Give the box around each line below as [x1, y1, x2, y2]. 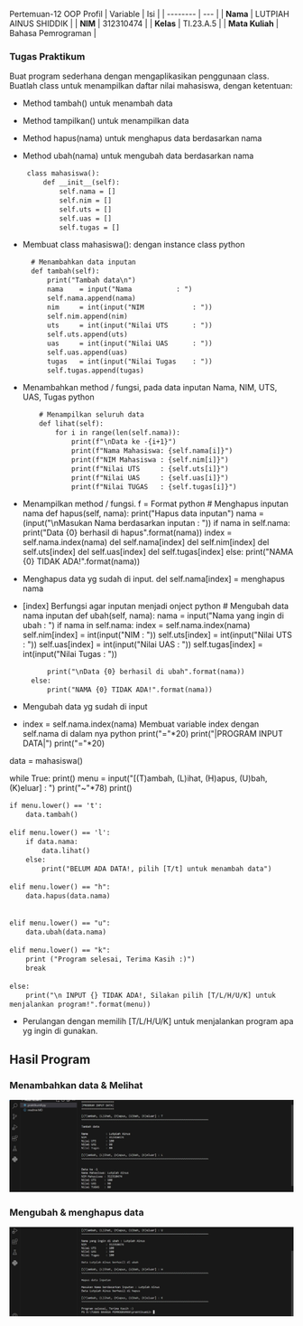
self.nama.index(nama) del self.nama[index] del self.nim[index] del [22, 537, 270, 548]
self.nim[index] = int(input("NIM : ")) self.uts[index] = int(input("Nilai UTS [22, 629, 293, 641]
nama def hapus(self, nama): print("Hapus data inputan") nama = [22, 508, 264, 519]
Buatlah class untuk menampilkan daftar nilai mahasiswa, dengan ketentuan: [9, 80, 293, 91]
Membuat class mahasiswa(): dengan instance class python [22, 240, 245, 250]
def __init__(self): [42, 178, 120, 187]
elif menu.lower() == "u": [9, 918, 111, 928]
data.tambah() [25, 810, 78, 820]
